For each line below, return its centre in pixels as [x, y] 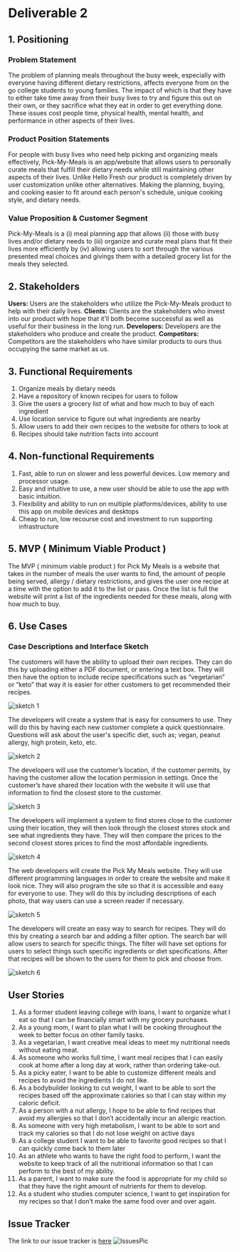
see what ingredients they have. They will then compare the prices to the [115, 835]
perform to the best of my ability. [67, 1171]
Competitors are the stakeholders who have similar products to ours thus [115, 341]
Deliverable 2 [48, 13]
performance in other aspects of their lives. [72, 120]
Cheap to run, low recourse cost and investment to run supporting [115, 518]
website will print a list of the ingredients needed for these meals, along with [120, 596]
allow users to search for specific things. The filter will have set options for [118, 944]
